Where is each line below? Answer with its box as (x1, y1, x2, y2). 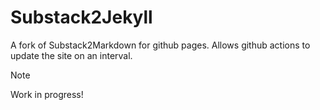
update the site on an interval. (10, 49, 133, 61)
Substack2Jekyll (10, 6, 153, 29)
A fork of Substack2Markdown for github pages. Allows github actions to (10, 39, 311, 51)
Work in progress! (10, 88, 84, 100)
